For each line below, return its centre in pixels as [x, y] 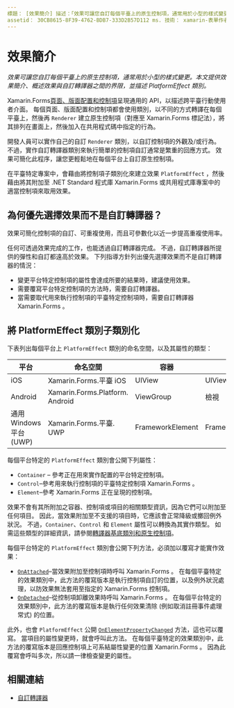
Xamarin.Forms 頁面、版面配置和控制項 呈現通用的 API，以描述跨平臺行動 [110, 101]
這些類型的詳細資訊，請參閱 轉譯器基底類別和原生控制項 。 [95, 533]
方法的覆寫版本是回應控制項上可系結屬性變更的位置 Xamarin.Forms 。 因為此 [116, 647]
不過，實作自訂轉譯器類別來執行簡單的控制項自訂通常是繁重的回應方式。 [110, 150]
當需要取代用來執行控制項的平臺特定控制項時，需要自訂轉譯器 [106, 298]
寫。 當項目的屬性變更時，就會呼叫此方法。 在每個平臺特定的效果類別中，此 [115, 638]
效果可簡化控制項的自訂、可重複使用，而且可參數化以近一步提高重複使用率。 [117, 233]
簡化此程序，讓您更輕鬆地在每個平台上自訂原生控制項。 [98, 159]
